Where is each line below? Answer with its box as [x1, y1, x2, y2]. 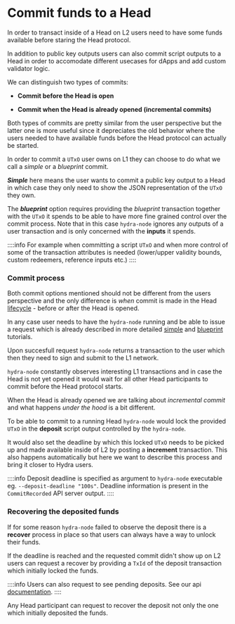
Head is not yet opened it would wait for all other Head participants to [7, 375, 208, 383]
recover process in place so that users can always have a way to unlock [7, 530, 216, 539]
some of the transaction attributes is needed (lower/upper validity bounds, [7, 248, 222, 256]
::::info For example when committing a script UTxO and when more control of [7, 241, 229, 249]
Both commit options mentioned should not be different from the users [7, 289, 211, 298]
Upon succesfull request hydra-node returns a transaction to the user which [7, 346, 225, 355]
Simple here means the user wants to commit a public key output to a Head [7, 176, 226, 184]
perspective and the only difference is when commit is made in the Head [7, 297, 217, 305]
